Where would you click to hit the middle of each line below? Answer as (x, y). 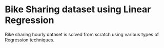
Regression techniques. (30, 40)
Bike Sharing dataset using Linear (78, 9)
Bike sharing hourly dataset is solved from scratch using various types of (82, 34)
